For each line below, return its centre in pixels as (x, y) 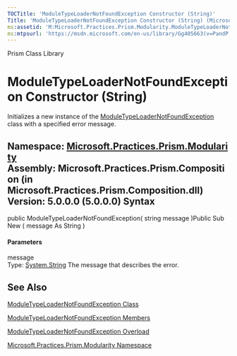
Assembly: (32, 168)
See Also (27, 287)
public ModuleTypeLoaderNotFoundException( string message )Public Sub (116, 218)
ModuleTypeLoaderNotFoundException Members (79, 318)
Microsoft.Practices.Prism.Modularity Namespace (80, 345)
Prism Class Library (36, 54)
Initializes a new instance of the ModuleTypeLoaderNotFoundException (111, 116)
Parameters (25, 242)
